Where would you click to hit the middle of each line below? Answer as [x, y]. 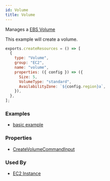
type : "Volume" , [32, 58]
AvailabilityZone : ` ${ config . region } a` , [62, 86]
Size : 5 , [28, 77]
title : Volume [20, 15]
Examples [18, 114]
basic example [28, 125]
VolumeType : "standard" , [45, 82]
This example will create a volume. [42, 39]
